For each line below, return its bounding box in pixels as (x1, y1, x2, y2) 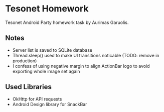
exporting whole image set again (12, 68, 80, 74)
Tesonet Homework (5, 3, 89, 14)
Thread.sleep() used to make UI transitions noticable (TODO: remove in (12, 52, 159, 58)
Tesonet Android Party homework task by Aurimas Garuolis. (5, 19, 129, 25)
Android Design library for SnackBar (12, 101, 87, 107)
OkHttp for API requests (12, 96, 62, 102)
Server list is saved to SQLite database (12, 47, 93, 53)
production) (12, 58, 37, 64)
